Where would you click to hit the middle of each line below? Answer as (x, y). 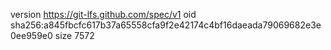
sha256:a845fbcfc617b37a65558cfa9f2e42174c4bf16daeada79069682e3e (166, 25)
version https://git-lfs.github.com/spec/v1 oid (103, 14)
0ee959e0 (31, 35)
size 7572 (74, 35)
